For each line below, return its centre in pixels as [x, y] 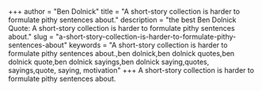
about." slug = [31, 36]
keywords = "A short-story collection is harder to [148, 45]
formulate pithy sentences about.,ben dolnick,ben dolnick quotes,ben [122, 53]
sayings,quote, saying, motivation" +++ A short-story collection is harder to [131, 70]
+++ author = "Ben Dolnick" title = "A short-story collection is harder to [124, 11]
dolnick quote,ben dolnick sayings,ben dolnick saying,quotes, [109, 62]
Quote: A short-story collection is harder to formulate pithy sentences [122, 28]
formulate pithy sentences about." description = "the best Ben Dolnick [122, 20]
